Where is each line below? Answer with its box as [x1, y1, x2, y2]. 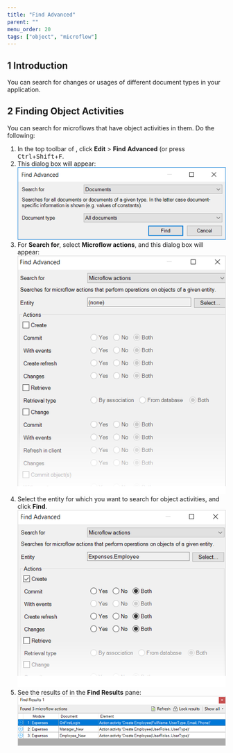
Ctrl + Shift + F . [17, 152, 64, 160]
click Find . [17, 502, 47, 510]
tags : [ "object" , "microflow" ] [7, 33, 98, 40]
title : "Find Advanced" [7, 11, 76, 18]
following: [7, 131, 35, 139]
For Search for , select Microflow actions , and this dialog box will [17, 241, 204, 249]
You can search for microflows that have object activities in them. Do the [7, 123, 215, 132]
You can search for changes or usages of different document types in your [7, 78, 221, 87]
